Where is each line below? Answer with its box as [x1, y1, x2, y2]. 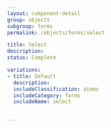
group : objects [7, 16, 50, 23]
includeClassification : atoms [13, 86, 99, 92]
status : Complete [7, 54, 57, 62]
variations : [7, 66, 41, 73]
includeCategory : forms [13, 92, 80, 99]
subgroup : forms [7, 23, 53, 29]
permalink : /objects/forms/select [7, 29, 106, 36]
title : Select [7, 42, 48, 49]
